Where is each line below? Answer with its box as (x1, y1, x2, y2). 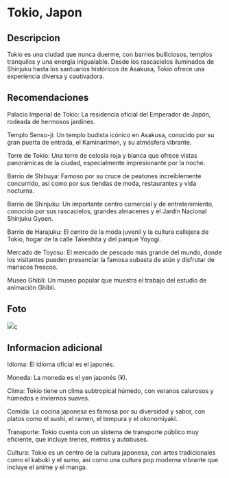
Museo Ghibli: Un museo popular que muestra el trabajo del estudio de (7, 276, 207, 284)
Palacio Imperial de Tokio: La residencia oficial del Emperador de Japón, (7, 110, 211, 118)
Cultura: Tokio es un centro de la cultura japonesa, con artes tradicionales (7, 449, 216, 457)
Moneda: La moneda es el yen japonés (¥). (7, 374, 128, 382)
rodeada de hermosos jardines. (7, 117, 96, 126)
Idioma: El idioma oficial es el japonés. (7, 360, 115, 368)
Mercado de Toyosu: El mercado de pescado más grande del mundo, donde (7, 248, 222, 256)
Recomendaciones (7, 92, 89, 104)
